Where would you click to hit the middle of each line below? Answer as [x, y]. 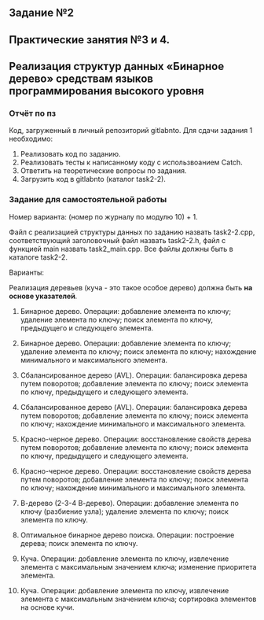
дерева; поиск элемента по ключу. [79, 543]
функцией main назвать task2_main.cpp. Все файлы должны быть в [121, 249]
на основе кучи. [47, 607]
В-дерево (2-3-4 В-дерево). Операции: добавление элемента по [129, 503]
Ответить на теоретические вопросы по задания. [103, 171]
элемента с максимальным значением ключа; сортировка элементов [138, 599]
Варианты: [26, 272]
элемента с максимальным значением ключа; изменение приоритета [138, 566]
